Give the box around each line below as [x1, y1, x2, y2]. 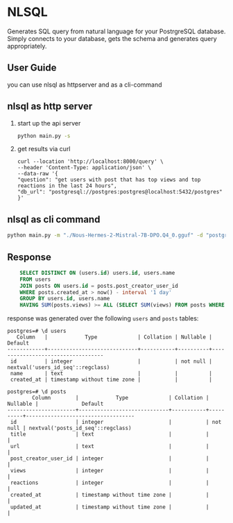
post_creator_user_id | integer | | [10, 455, 209, 462]
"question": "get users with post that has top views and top [17, 176, 201, 184]
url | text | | [10, 443, 209, 450]
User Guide [7, 62, 57, 74]
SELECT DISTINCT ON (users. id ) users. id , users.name [19, 269, 175, 276]
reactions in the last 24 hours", [17, 182, 117, 189]
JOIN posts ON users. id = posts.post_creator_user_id [19, 282, 178, 289]
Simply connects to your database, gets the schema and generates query [7, 34, 217, 42]
